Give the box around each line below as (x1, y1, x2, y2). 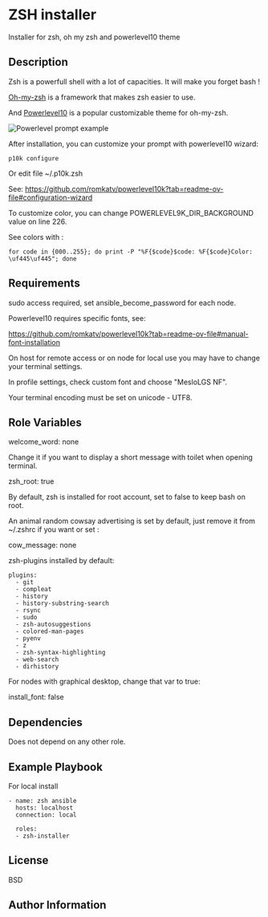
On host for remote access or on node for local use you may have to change (8, 353, 261, 363)
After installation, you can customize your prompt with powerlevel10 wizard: (8, 139, 259, 148)
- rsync (15, 607, 42, 615)
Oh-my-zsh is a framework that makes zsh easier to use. (8, 92, 196, 102)
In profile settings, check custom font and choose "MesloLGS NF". (8, 377, 227, 387)
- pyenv (15, 635, 42, 643)
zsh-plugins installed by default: (8, 556, 115, 566)
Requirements (8, 277, 80, 290)
